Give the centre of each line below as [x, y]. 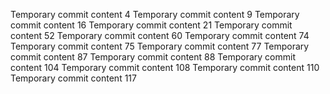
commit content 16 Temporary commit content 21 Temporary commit [151, 25]
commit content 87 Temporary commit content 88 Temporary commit [153, 57]
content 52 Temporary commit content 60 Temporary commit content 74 [160, 35]
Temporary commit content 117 [73, 78]
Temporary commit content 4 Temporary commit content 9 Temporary [155, 14]
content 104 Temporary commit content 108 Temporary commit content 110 [165, 67]
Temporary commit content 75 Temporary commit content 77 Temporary [160, 46]
